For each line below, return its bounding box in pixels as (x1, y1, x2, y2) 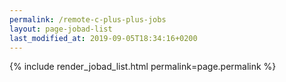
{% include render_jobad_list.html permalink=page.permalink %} (9, 61, 277, 73)
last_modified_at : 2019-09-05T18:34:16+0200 (9, 33, 198, 43)
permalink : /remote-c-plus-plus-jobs (9, 14, 167, 25)
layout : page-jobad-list (9, 24, 113, 34)
